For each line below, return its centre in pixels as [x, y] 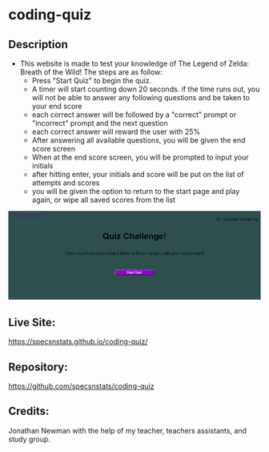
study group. [29, 439]
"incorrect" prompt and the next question [100, 123]
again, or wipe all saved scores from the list [104, 200]
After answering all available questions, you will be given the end [139, 140]
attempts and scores [66, 183]
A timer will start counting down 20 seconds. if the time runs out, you [146, 89]
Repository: [38, 367]
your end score [57, 106]
